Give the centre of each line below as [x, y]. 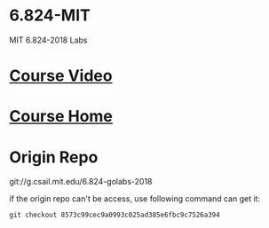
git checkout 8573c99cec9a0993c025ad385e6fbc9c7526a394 [115, 215]
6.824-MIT [50, 16]
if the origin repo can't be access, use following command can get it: [134, 199]
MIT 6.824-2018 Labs [48, 40]
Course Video [61, 76]
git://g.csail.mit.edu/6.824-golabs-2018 [81, 182]
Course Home [61, 117]
